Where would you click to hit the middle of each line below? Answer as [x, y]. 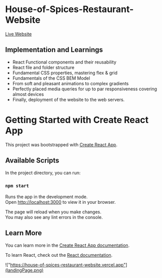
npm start [17, 186]
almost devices [28, 94]
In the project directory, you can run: [43, 173]
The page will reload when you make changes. [53, 212]
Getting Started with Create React [77, 120]
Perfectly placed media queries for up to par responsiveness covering [85, 89]
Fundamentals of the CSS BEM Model [51, 78]
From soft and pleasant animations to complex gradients [70, 83]
